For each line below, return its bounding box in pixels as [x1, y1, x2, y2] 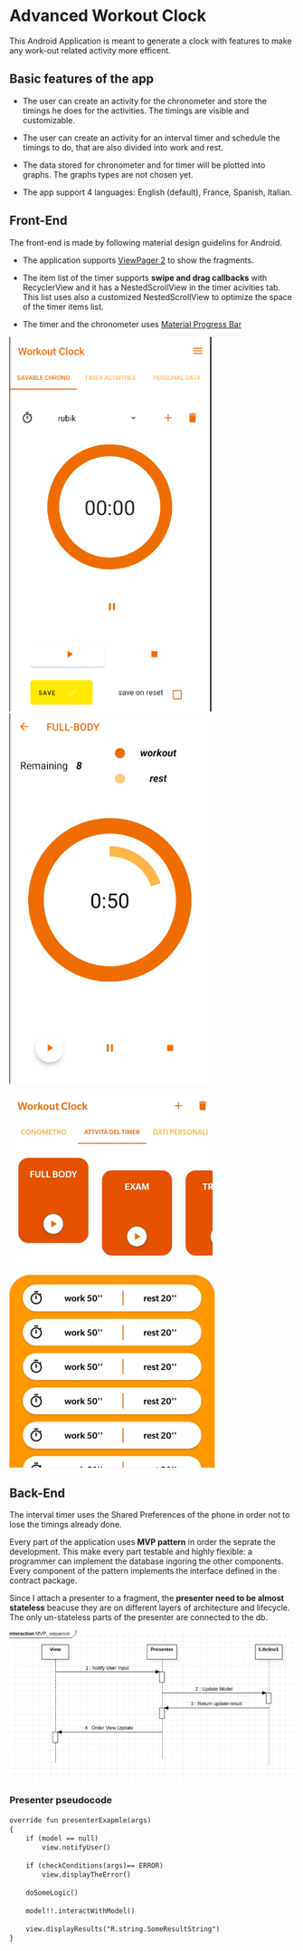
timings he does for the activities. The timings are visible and [22, 105, 250, 116]
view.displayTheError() [42, 1869, 131, 1879]
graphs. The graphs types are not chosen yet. [22, 169, 194, 180]
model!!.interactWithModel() [25, 1906, 136, 1916]
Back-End [9, 1485, 66, 1500]
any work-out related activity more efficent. [9, 44, 172, 55]
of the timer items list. [22, 301, 104, 312]
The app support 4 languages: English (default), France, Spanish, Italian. [22, 187, 293, 198]
